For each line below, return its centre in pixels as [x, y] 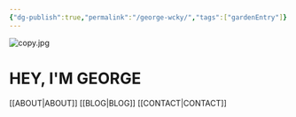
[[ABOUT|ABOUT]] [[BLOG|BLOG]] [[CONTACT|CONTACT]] [118, 103]
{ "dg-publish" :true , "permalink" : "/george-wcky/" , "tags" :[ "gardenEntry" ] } [148, 17]
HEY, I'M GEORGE [75, 78]
